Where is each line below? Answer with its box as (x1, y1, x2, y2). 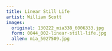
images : (6, 19, 25, 25)
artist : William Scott (6, 14, 62, 20)
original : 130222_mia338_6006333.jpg (11, 25, 104, 31)
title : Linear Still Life (6, 8, 70, 15)
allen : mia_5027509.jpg (11, 36, 70, 42)
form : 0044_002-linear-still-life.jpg (11, 30, 107, 36)
